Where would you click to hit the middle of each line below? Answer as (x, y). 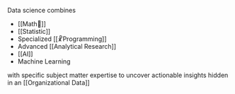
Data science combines (42, 10)
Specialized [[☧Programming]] (62, 39)
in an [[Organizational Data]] (48, 83)
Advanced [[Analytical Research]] (67, 46)
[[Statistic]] (34, 31)
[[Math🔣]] (31, 24)
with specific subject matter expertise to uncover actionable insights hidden (118, 75)
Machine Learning (44, 61)
